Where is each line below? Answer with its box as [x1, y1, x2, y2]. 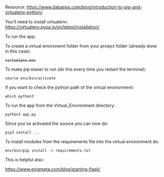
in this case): [5, 49, 31, 54]
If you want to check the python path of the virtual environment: [5, 84, 134, 90]
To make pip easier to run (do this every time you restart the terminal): [5, 66, 146, 72]
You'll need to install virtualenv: [5, 19, 69, 25]
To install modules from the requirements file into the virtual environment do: [5, 139, 160, 144]
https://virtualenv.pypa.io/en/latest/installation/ [5, 24, 99, 30]
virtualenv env [5, 58, 36, 63]
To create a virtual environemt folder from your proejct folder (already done [5, 43, 157, 49]
